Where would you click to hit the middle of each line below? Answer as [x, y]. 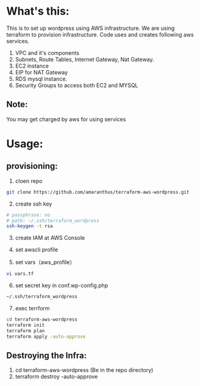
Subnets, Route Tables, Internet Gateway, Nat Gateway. [84, 59]
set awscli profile [37, 250]
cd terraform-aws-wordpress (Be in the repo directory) [84, 370]
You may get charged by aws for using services [66, 119]
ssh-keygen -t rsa [30, 226]
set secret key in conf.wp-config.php [62, 285]
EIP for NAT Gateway [41, 72]
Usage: [25, 144]
